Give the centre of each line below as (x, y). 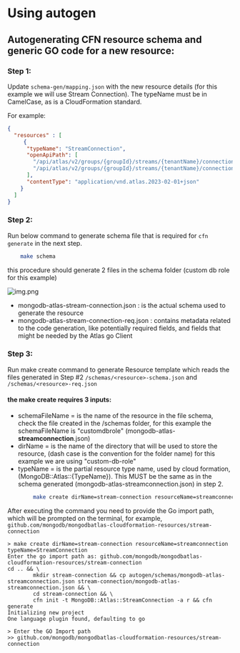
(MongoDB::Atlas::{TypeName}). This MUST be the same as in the (115, 477)
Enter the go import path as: (52, 556)
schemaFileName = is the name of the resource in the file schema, (115, 416)
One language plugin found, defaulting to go (76, 619)
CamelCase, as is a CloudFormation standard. (75, 101)
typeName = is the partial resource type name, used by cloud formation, (124, 469)
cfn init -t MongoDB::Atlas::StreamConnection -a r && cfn (123, 600)
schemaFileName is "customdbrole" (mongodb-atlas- (97, 431)
